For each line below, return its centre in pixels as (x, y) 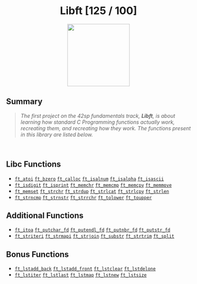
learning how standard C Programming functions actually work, (97, 122)
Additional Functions (45, 215)
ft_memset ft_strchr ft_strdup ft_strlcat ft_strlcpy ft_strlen (92, 191)
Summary (24, 102)
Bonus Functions (38, 254)
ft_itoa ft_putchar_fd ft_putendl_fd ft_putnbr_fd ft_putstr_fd (92, 230)
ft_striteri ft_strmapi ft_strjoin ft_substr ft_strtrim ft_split (94, 236)
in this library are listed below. (57, 134)
